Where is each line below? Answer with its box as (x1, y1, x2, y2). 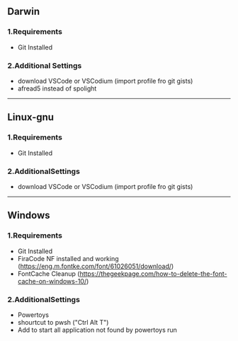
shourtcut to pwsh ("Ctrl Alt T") (17, 318, 109, 326)
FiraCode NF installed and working (17, 254, 119, 262)
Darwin (7, 6, 40, 18)
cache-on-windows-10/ (17, 277, 87, 285)
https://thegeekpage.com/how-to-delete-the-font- (79, 269, 227, 278)
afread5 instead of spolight (17, 84, 97, 93)
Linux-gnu (7, 111, 55, 123)
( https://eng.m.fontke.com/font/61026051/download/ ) (17, 262, 174, 270)
